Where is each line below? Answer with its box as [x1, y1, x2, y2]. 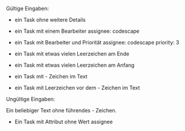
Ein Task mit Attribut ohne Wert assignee [14, 118, 113, 125]
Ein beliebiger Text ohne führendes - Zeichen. [6, 107, 117, 113]
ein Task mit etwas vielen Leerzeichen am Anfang [14, 61, 135, 68]
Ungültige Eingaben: [6, 96, 56, 102]
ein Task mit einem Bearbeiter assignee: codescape [14, 27, 139, 35]
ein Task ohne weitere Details [14, 16, 86, 23]
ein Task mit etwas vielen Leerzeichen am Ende [14, 50, 130, 57]
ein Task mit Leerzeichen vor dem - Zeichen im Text [14, 84, 141, 91]
